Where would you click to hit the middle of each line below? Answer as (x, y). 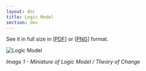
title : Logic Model (30, 17)
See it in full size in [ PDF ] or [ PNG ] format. (57, 39)
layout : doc (21, 11)
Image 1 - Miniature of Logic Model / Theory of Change (73, 62)
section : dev (22, 22)
